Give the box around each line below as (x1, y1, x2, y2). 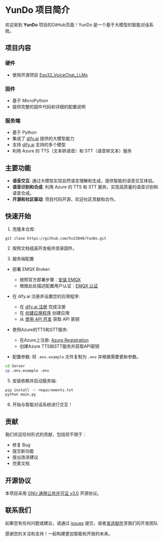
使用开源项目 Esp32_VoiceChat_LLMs (12, 72, 88, 78)
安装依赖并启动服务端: (12, 378, 57, 384)
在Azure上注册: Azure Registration (19, 337, 89, 343)
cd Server (5, 363, 26, 368)
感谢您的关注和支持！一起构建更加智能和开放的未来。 (5, 531, 113, 537)
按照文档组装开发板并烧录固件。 (12, 245, 77, 251)
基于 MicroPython (12, 97, 48, 104)
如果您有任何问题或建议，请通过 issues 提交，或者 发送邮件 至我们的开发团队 (5, 520, 158, 526)
